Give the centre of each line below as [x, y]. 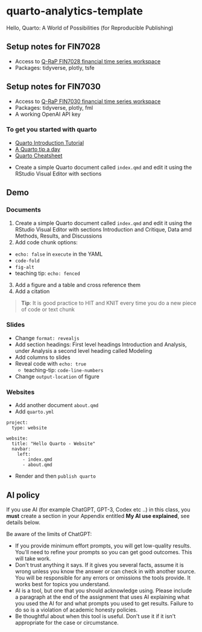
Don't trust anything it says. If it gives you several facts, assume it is [99, 564]
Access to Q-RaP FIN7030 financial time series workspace [88, 101]
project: [17, 423]
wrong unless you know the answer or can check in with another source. [105, 571]
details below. [24, 522]
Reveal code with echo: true [50, 364]
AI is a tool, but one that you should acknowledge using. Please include [103, 590]
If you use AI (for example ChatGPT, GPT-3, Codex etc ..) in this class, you [98, 509]
